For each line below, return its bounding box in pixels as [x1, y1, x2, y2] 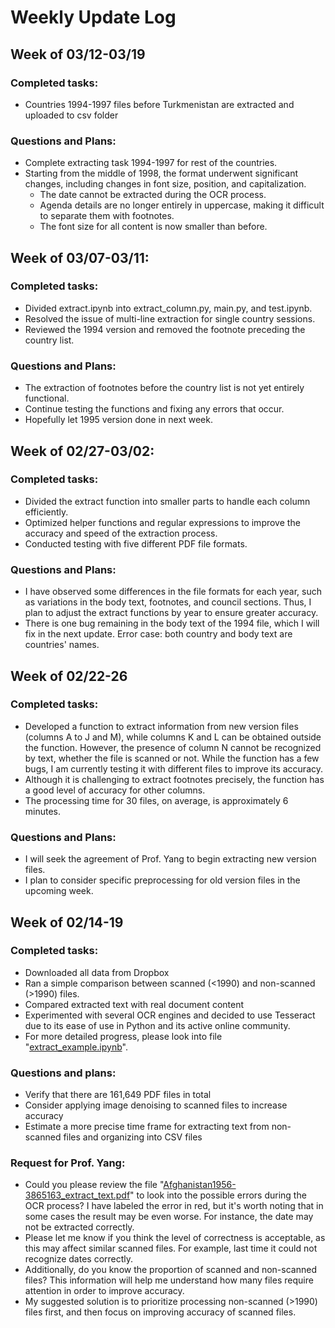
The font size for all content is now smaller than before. [39, 221, 268, 233]
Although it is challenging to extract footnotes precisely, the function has [24, 773, 325, 785]
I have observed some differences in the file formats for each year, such [24, 586, 323, 598]
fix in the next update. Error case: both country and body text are [24, 628, 293, 640]
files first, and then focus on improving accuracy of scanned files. [24, 1306, 297, 1318]
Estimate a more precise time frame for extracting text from [24, 1121, 270, 1133]
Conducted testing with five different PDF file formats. [24, 537, 248, 550]
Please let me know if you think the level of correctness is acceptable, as [24, 1232, 326, 1244]
